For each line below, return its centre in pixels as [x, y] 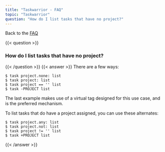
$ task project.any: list [32, 122]
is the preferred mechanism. [34, 103]
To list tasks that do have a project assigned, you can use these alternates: [82, 113]
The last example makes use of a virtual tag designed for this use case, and [83, 98]
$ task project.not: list [32, 127]
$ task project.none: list [33, 76]
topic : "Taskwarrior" [28, 14]
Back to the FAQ [22, 33]
